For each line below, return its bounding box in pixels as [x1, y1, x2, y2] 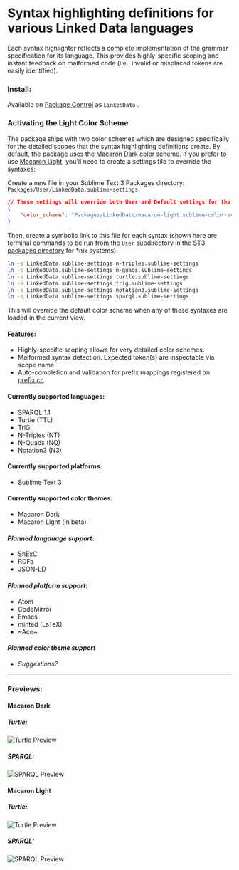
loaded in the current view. [7, 313, 85, 322]
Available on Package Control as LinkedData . [7, 100, 139, 109]
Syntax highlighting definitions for [7, 5, 215, 21]
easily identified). [7, 66, 58, 75]
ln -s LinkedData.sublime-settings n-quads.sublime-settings [7, 266, 193, 273]
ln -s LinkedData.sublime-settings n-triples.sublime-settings [7, 260, 199, 268]
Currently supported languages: [7, 392, 105, 401]
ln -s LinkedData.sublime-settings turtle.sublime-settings [7, 273, 190, 281]
